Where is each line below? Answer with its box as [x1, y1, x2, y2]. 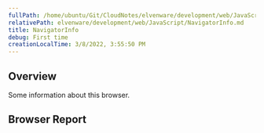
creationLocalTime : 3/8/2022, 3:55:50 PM [8, 41, 146, 49]
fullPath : [8, 11, 41, 20]
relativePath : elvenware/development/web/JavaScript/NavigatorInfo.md [8, 19, 244, 27]
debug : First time [8, 33, 68, 41]
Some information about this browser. [8, 90, 130, 99]
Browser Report [8, 113, 86, 126]
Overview [8, 70, 57, 83]
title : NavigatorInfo [8, 26, 79, 34]
